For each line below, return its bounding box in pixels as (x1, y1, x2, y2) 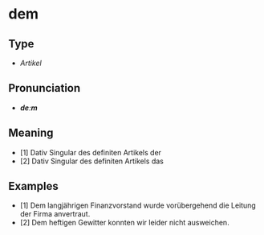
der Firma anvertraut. (19, 209, 91, 219)
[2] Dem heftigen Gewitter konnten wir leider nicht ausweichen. (19, 218, 230, 228)
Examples (8, 179, 59, 193)
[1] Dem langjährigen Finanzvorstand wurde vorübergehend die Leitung (19, 200, 257, 210)
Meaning (8, 126, 54, 140)
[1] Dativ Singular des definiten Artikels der (19, 147, 162, 157)
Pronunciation (8, 81, 81, 95)
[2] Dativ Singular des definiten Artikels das (19, 156, 164, 166)
